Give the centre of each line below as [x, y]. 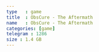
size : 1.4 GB [24, 39]
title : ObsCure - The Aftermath [50, 17]
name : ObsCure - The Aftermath [50, 23]
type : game [24, 12]
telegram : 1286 [27, 34]
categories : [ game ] [31, 28]
